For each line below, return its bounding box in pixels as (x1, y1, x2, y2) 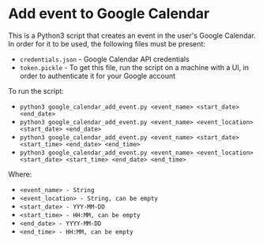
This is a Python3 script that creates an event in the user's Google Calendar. (8, 31, 257, 40)
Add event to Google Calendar (8, 5, 210, 23)
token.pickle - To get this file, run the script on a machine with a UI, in (19, 62, 250, 72)
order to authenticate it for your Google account (19, 71, 176, 80)
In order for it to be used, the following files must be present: (8, 39, 205, 48)
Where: (8, 169, 32, 179)
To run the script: (8, 86, 65, 95)
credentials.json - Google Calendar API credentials (19, 54, 190, 64)
